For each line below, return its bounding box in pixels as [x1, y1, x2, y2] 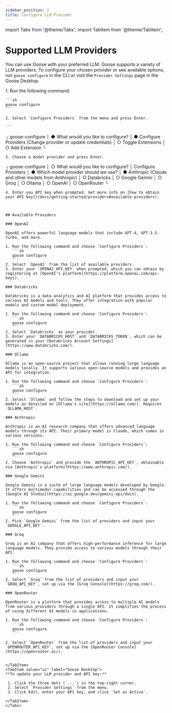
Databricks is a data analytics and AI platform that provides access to [5, 294, 167, 299]
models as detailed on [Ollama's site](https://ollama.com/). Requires [5, 402, 162, 407]
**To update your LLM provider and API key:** [5, 672, 107, 677]
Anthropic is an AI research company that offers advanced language [5, 424, 155, 430]
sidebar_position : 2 [5, 7, 50, 13]
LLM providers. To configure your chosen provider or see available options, [5, 67, 165, 73]
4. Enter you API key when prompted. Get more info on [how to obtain [5, 190, 160, 195]
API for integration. [5, 370, 52, 376]
